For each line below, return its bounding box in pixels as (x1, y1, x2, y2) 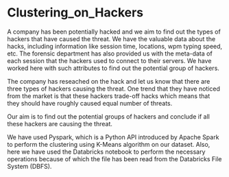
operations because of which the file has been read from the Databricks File (7, 154, 222, 163)
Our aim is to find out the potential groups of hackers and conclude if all (7, 112, 210, 121)
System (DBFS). (7, 162, 52, 170)
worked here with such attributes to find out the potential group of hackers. (7, 64, 219, 72)
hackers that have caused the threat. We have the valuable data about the (7, 34, 216, 43)
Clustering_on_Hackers (7, 5, 144, 21)
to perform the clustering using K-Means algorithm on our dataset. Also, (7, 140, 210, 148)
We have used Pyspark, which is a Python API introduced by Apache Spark (7, 132, 219, 141)
